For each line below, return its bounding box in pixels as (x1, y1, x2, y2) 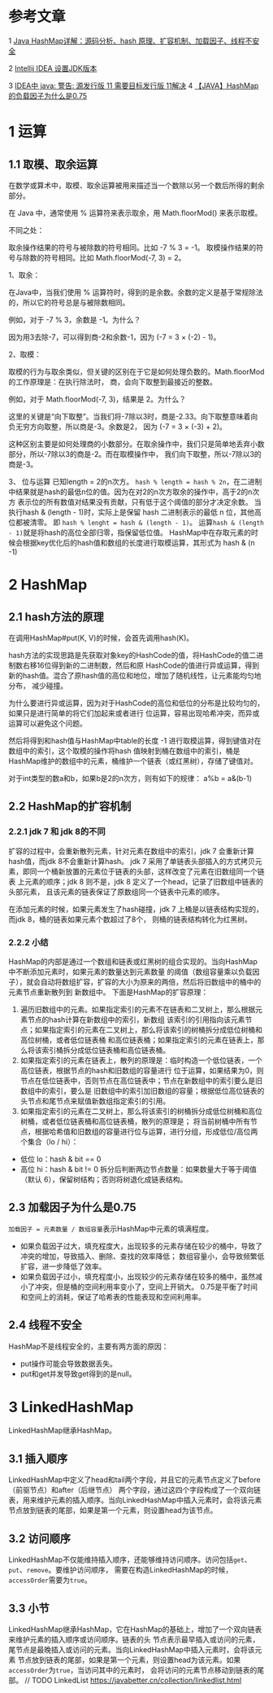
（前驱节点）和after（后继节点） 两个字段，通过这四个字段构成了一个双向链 (8, 1485, 262, 1495)
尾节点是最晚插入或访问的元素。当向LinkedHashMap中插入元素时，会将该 (8, 1644, 255, 1654)
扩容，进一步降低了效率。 (19, 1261, 106, 1271)
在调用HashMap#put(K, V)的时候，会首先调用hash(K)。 (8, 633, 193, 643)
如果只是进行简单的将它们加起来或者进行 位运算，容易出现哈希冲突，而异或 (8, 708, 260, 717)
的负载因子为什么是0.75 (8, 90, 88, 100)
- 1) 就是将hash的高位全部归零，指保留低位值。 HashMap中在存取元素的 (8, 527, 252, 537)
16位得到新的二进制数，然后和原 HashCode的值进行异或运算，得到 (36, 660, 260, 670)
